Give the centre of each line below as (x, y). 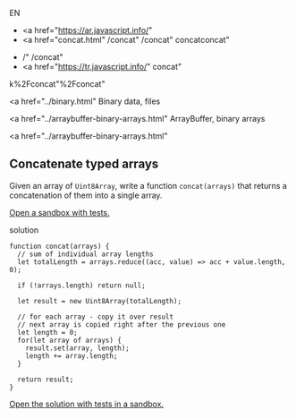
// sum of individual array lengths (85, 254)
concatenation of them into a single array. (86, 195)
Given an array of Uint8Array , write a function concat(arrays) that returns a (148, 185)
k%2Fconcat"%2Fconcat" (57, 84)
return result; (46, 380)
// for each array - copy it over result (96, 317)
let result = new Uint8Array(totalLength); (99, 301)
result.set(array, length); (77, 348)
